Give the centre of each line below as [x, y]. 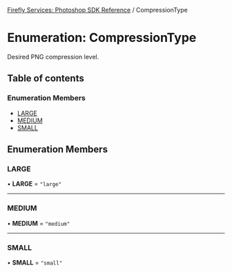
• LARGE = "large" [35, 184]
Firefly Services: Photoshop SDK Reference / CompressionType [97, 10]
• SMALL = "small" [35, 262]
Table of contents [46, 79]
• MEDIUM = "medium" [39, 223]
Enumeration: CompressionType [102, 38]
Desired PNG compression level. [53, 56]
